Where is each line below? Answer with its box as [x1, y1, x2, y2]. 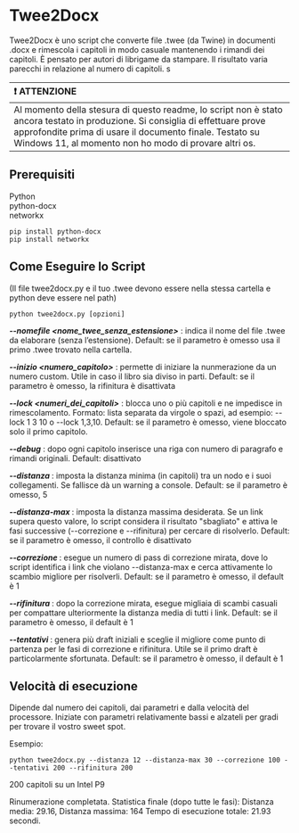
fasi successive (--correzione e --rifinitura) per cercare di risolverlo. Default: [9, 525, 290, 536]
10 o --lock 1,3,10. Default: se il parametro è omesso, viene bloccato [38, 416, 287, 427]
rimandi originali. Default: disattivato [9, 452, 141, 464]
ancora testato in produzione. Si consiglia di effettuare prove [13, 114, 266, 127]
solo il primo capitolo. [9, 425, 88, 437]
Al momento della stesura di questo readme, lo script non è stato [13, 103, 283, 116]
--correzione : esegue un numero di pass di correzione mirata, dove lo [9, 552, 269, 563]
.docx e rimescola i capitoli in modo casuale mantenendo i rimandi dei [9, 44, 265, 54]
